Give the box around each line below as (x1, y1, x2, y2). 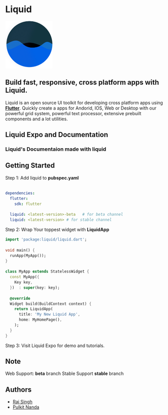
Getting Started (5, 161, 55, 170)
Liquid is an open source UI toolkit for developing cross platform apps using (5, 99, 163, 106)
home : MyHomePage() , (18, 317, 62, 323)
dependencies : (5, 190, 35, 196)
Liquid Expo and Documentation (5, 130, 108, 139)
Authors (5, 385, 32, 394)
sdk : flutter (14, 201, 42, 206)
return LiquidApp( (14, 306, 53, 312)
